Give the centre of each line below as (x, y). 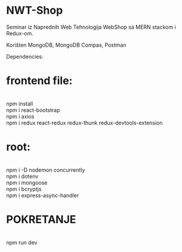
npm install (20, 104)
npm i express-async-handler (43, 195)
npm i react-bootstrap (33, 110)
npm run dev (22, 242)
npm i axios (20, 116)
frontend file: (39, 81)
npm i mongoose (27, 183)
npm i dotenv (22, 176)
